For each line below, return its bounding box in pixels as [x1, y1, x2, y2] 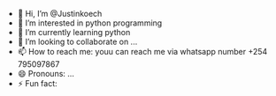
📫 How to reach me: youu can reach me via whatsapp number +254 [17, 47, 268, 56]
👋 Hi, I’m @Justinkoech [17, 9, 103, 18]
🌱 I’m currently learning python [17, 27, 131, 37]
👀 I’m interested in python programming [17, 18, 163, 28]
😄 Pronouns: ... [17, 69, 75, 78]
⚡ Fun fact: [17, 78, 57, 88]
